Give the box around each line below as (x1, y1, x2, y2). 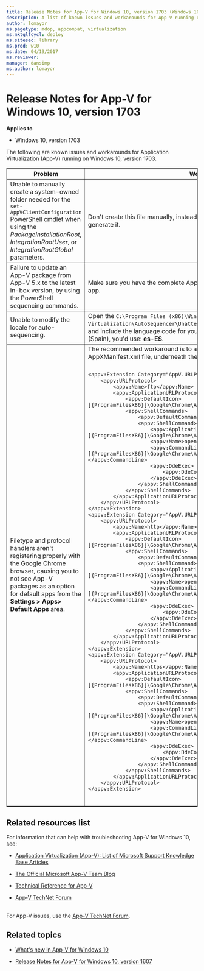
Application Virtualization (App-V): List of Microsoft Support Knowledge (15, 852, 194, 860)
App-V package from (10, 271, 72, 280)
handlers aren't (10, 544, 53, 553)
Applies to (6, 125, 33, 132)
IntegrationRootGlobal (10, 245, 73, 254)
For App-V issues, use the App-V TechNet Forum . (6, 912, 131, 920)
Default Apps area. (10, 605, 66, 613)
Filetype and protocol (10, 537, 71, 545)
